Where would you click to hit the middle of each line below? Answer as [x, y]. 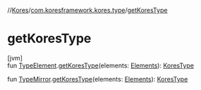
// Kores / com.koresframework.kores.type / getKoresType [87, 10]
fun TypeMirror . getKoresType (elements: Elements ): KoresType [98, 79]
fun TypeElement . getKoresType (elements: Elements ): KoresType [100, 65]
